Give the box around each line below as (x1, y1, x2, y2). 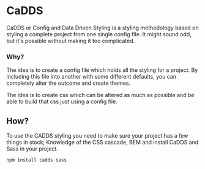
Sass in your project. (6, 145, 58, 152)
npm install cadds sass (6, 157, 67, 163)
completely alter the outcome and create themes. (6, 79, 131, 87)
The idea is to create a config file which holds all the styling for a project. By (6, 66, 198, 74)
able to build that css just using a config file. (6, 98, 117, 105)
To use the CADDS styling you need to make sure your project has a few (6, 132, 188, 140)
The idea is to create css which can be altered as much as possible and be (6, 92, 195, 99)
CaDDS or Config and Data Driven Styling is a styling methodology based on (6, 24, 199, 31)
